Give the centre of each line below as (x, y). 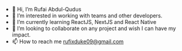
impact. (21, 35)
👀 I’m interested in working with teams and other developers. (87, 16)
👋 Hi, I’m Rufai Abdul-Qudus (47, 9)
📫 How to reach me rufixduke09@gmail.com (68, 41)
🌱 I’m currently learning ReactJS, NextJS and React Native (84, 22)
